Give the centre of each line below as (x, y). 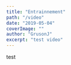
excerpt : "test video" (35, 40)
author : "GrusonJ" (29, 34)
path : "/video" (25, 17)
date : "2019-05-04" (31, 23)
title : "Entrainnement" (36, 12)
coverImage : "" (25, 29)
